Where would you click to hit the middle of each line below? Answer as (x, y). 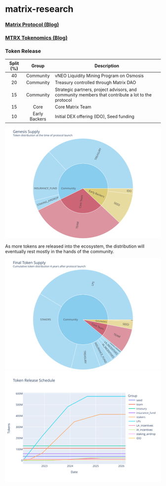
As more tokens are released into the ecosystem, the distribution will (75, 246)
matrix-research (39, 9)
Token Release (23, 51)
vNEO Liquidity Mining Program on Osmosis (100, 76)
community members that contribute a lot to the (104, 94)
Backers (38, 119)
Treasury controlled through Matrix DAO (96, 83)
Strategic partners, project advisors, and (96, 89)
